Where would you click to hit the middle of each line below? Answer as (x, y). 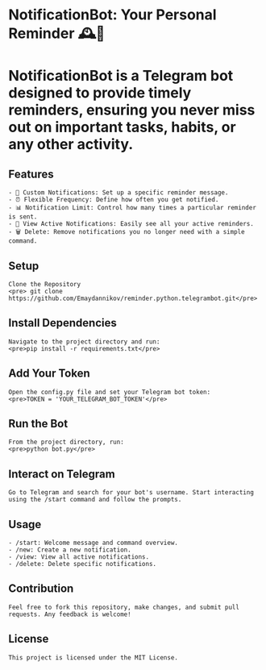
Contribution (41, 589)
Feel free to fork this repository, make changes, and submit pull (124, 607)
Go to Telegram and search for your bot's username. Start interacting (131, 493)
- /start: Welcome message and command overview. (94, 543)
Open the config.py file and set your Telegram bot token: (110, 392)
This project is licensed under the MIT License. (94, 658)
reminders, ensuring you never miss (132, 110)
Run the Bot (38, 424)
